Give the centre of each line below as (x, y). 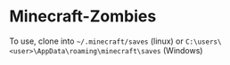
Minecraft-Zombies (83, 16)
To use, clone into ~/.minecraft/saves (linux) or (97, 41)
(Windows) (183, 50)
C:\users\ (204, 42)
